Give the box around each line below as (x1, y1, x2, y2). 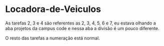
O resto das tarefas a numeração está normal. (5, 35, 100, 41)
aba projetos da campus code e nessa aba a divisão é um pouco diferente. (5, 25, 159, 31)
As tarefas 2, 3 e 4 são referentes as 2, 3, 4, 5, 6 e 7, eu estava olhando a (5, 20, 156, 26)
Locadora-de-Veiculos (5, 3, 101, 15)
